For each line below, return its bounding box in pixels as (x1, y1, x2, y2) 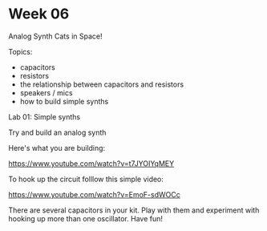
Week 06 (8, 5, 70, 23)
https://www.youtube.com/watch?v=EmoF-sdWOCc (8, 189, 180, 199)
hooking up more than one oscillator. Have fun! (8, 213, 163, 223)
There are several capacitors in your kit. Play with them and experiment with (8, 205, 260, 215)
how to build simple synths (19, 96, 109, 106)
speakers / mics (19, 87, 74, 97)
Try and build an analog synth (8, 128, 107, 137)
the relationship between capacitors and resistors (19, 79, 184, 89)
